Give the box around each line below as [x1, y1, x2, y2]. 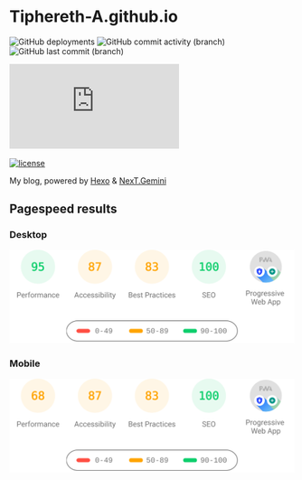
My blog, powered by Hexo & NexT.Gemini [9, 174, 167, 186]
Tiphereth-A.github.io [9, 6, 178, 27]
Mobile [9, 357, 41, 370]
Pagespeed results [9, 202, 118, 217]
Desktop [9, 229, 48, 241]
